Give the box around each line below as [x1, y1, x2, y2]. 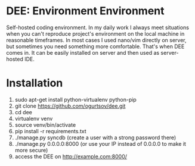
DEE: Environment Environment [6, 4, 165, 18]
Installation [6, 76, 63, 90]
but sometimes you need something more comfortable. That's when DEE [6, 43, 185, 50]
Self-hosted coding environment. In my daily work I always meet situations [6, 24, 190, 31]
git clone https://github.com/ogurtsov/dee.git [14, 102, 126, 109]
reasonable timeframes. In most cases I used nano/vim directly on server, [6, 36, 187, 43]
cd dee [14, 108, 33, 115]
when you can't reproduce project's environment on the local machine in [6, 30, 185, 37]
